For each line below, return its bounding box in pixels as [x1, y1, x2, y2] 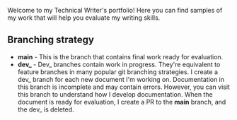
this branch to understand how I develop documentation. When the [17, 90, 214, 98]
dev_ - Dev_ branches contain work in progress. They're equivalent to [17, 60, 221, 68]
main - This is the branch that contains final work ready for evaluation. [17, 52, 224, 61]
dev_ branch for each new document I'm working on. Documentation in [17, 75, 225, 83]
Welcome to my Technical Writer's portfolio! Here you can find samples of [7, 6, 223, 14]
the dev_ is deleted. [17, 105, 74, 114]
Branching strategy [7, 34, 94, 46]
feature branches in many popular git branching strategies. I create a [17, 67, 218, 76]
